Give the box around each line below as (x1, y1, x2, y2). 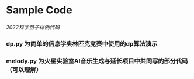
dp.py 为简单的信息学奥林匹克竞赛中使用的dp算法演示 (6, 39, 158, 47)
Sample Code (6, 4, 72, 17)
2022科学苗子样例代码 (6, 23, 60, 30)
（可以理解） (6, 66, 43, 74)
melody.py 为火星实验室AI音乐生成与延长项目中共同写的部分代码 (6, 57, 188, 65)
